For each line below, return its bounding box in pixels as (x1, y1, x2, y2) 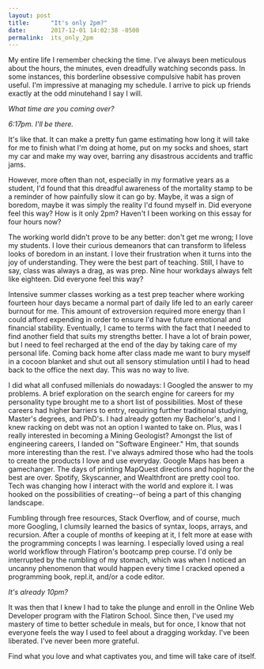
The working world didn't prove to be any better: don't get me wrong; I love (8, 232, 254, 242)
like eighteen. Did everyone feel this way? (8, 274, 144, 284)
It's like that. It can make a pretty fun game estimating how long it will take (8, 135, 250, 145)
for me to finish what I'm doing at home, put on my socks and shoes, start (8, 143, 249, 152)
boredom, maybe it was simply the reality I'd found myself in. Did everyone (8, 201, 252, 210)
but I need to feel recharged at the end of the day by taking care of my (8, 340, 237, 350)
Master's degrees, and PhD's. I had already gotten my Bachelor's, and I (8, 414, 240, 423)
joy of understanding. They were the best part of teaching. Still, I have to (8, 257, 244, 267)
